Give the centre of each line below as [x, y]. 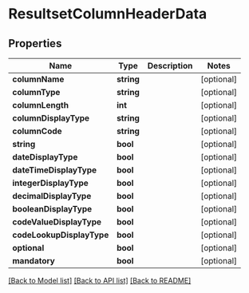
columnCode [37, 131]
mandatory [34, 261]
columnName [38, 79]
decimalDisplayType [52, 196]
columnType [36, 92]
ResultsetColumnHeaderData [108, 14]
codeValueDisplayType [57, 222]
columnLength [41, 105]
